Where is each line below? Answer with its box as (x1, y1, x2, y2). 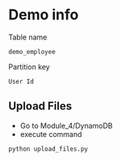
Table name (8, 32, 48, 42)
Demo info (8, 6, 79, 24)
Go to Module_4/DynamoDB (19, 121, 113, 130)
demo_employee (8, 47, 56, 56)
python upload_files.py (8, 145, 89, 153)
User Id (8, 77, 35, 85)
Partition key (8, 62, 50, 72)
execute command (19, 129, 82, 138)
